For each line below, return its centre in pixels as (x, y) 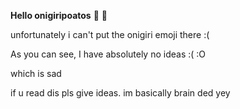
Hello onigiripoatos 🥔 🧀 (59, 15)
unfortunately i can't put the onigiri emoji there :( (110, 34)
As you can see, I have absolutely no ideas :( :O (108, 54)
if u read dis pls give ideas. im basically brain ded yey (120, 93)
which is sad (36, 73)
